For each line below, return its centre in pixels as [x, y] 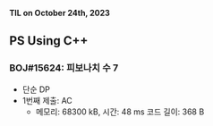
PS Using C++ [49, 41]
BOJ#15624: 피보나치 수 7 [64, 68]
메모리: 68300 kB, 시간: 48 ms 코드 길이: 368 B [120, 112]
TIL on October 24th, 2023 [60, 13]
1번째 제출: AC [47, 100]
